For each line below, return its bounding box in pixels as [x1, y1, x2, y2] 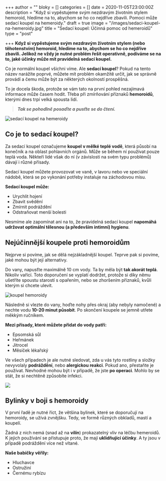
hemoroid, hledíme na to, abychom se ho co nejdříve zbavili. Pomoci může [5, 15, 158, 20]
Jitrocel [12, 342, 28, 348]
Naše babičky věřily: [5, 450, 49, 456]
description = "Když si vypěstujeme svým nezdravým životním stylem [5, 9, 148, 15]
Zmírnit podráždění [12, 204, 52, 210]
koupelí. [5, 420, 21, 426]
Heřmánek [12, 336, 34, 342]
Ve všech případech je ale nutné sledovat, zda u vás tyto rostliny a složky [5, 357, 156, 363]
